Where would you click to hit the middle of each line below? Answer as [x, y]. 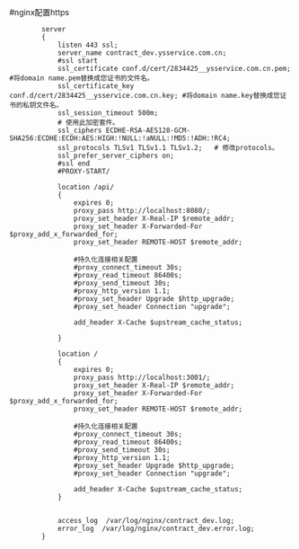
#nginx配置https [40, 12]
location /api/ [86, 187]
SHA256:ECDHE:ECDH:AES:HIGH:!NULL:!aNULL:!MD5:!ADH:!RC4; [120, 138]
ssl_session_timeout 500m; [108, 113]
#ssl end [74, 164]
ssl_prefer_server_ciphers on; [116, 155]
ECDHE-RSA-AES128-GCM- [148, 130]
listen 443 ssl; [88, 45]
